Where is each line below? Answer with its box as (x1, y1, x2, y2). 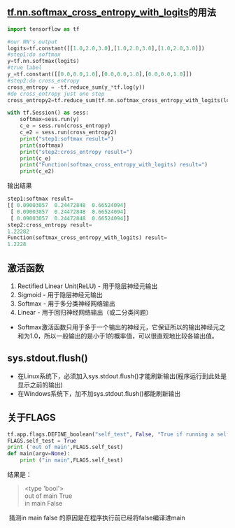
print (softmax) (20, 142, 64, 149)
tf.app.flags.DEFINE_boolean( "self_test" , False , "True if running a (7, 431, 215, 438)
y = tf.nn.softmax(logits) (7, 58, 80, 65)
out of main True (24, 492, 73, 500)
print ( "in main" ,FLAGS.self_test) (20, 457, 124, 464)
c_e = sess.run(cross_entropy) (20, 122, 111, 129)
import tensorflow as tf (7, 25, 80, 33)
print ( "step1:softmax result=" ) (20, 135, 114, 142)
